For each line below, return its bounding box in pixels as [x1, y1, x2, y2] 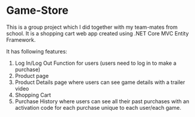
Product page [14, 72, 49, 79]
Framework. [6, 36, 36, 43]
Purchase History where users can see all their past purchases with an [14, 97, 190, 105]
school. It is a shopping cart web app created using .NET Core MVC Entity [6, 29, 189, 37]
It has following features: [6, 47, 68, 55]
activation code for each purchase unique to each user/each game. [14, 104, 182, 111]
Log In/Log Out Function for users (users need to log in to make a [14, 59, 177, 67]
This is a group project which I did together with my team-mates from [6, 23, 178, 31]
